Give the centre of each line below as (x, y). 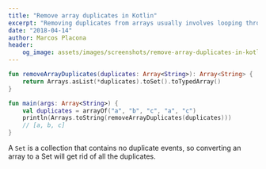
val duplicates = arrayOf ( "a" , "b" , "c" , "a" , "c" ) (109, 111)
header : (21, 45)
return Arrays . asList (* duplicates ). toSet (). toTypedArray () (122, 81)
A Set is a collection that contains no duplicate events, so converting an (125, 148)
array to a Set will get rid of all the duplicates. (82, 156)
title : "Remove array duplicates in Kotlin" (83, 15)
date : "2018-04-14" (40, 30)
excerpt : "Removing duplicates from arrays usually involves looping (125, 23)
